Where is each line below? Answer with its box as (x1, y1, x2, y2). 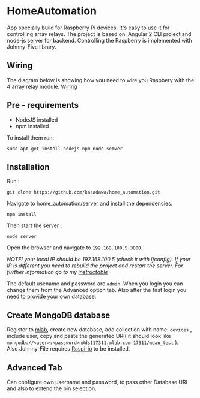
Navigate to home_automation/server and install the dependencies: (7, 200, 173, 207)
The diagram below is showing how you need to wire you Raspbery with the (7, 76, 195, 83)
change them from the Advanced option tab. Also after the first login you (7, 287, 187, 294)
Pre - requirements (7, 100, 79, 110)
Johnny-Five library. (7, 43, 56, 50)
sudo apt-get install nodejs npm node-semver (7, 146, 123, 152)
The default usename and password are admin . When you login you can (7, 280, 183, 287)
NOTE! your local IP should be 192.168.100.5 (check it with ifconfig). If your (7, 256, 191, 263)
